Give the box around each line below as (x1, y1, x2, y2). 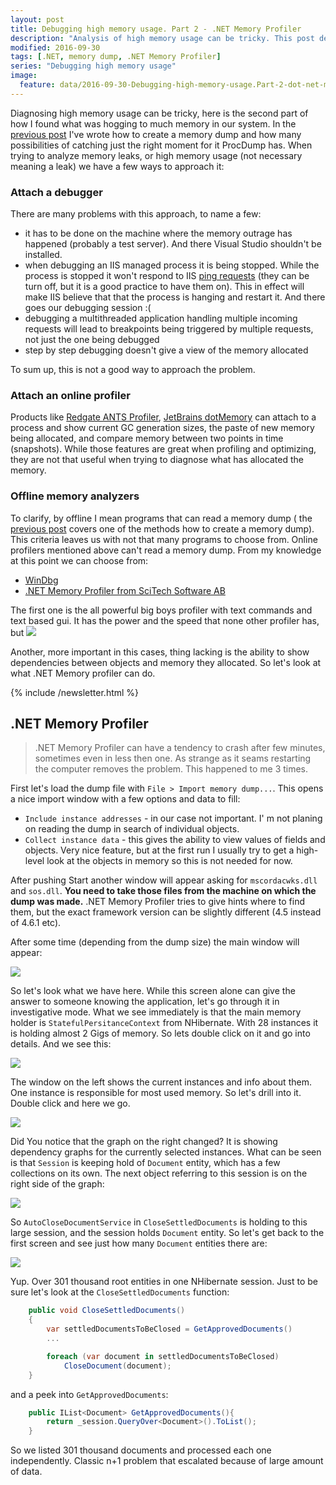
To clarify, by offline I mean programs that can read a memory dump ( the (10, 512, 313, 524)
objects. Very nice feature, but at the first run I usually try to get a (24, 844, 295, 856)
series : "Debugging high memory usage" (10, 61, 177, 71)
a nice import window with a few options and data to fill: (10, 793, 241, 805)
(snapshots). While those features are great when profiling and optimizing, (10, 443, 317, 455)
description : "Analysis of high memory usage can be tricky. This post (10, 33, 315, 43)
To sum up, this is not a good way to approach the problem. (10, 364, 256, 376)
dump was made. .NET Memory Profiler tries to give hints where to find (10, 896, 305, 908)
